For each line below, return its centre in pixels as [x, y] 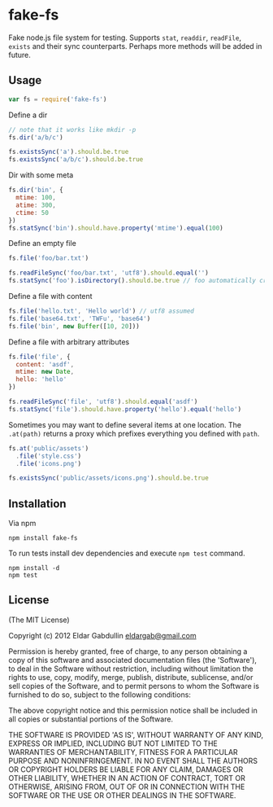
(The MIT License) [39, 620]
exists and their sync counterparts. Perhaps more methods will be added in [135, 46]
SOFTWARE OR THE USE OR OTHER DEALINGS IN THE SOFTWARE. [122, 795]
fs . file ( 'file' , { [39, 357]
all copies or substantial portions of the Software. [91, 719]
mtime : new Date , [45, 372]
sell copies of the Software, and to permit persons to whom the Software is [134, 686]
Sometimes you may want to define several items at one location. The [125, 424]
